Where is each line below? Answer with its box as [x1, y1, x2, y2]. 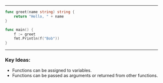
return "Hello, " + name [14, 14, 64, 19]
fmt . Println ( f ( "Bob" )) [14, 36, 60, 41]
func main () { [5, 27, 34, 32]
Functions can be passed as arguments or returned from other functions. [12, 73, 158, 79]
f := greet [14, 32, 36, 37]
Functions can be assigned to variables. [12, 68, 92, 73]
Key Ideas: [5, 56, 31, 63]
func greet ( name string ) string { [5, 10, 75, 14]
